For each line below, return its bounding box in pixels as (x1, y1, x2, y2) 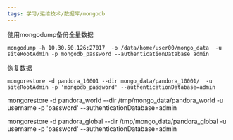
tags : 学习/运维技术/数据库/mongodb (7, 10, 106, 17)
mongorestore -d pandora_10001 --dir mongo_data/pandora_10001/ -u (7, 78, 213, 85)
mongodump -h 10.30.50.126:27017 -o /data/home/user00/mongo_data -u (7, 44, 222, 51)
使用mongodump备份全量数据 (7, 30, 94, 38)
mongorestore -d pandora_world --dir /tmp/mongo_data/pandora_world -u (7, 96, 224, 104)
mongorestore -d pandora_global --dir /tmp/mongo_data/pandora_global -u (7, 117, 227, 125)
